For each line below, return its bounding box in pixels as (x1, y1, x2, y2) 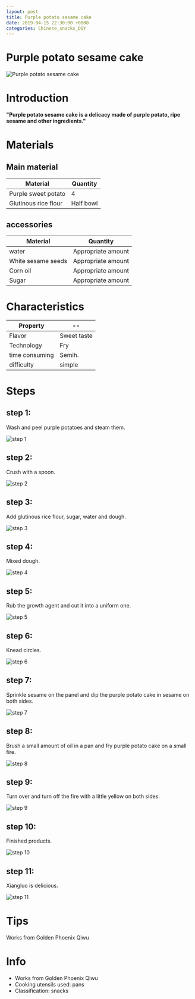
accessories (6, 220, 53, 230)
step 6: (6, 631, 33, 641)
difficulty (9, 361, 34, 369)
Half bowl (71, 199, 98, 208)
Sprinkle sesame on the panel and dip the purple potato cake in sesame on (6, 691, 190, 698)
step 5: (6, 586, 33, 596)
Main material (6, 162, 58, 172)
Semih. (59, 350, 79, 359)
